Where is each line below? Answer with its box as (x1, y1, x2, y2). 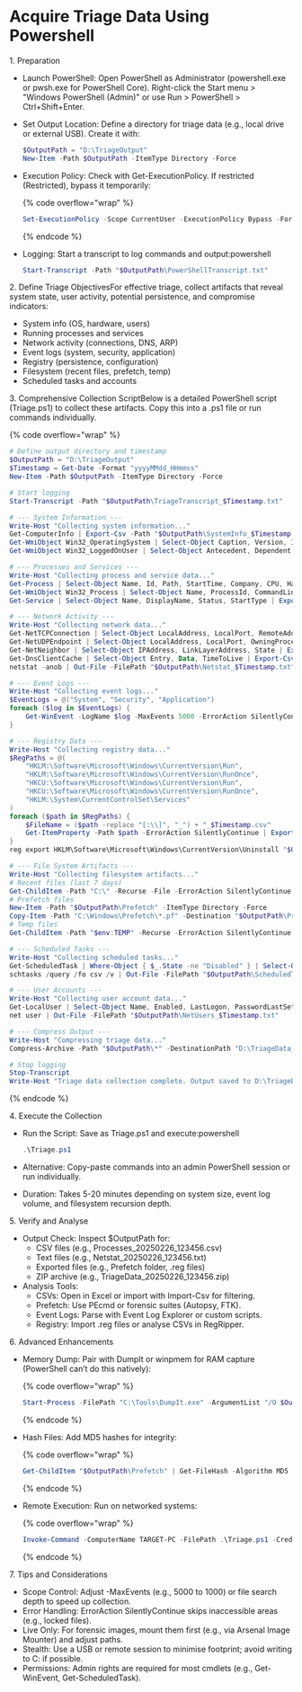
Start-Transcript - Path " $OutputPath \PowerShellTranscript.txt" (22, 265, 269, 275)
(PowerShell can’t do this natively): (22, 1364, 151, 1375)
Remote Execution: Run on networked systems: (22, 1500, 198, 1511)
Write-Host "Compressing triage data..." (9, 1036, 167, 1045)
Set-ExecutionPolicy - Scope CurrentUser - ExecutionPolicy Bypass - (22, 214, 281, 224)
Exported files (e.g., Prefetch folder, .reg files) (35, 1261, 206, 1273)
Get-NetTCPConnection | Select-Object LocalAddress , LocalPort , (9, 629, 255, 638)
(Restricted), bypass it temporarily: (22, 180, 151, 191)
